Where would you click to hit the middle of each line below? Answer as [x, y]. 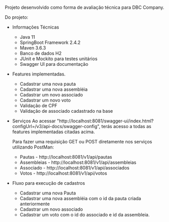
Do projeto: [17, 17]
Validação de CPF [39, 106]
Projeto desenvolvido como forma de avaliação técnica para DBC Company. [84, 7]
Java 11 [27, 37]
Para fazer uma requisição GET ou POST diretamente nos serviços [82, 142]
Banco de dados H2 [41, 53]
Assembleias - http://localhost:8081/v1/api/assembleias [78, 162]
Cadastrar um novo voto [45, 100]
